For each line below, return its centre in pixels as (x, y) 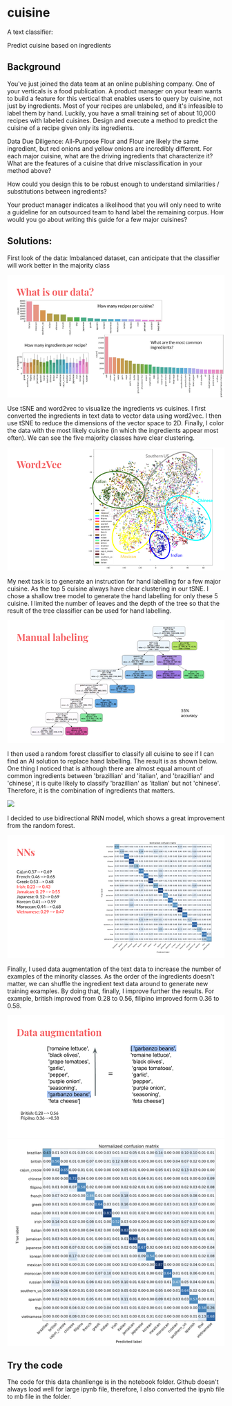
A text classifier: (30, 32)
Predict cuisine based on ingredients (59, 45)
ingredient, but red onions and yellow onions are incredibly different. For (110, 148)
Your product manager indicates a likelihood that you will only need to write (114, 205)
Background (34, 67)
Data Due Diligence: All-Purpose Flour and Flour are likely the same (103, 141)
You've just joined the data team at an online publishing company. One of (111, 84)
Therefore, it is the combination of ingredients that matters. (91, 790)
